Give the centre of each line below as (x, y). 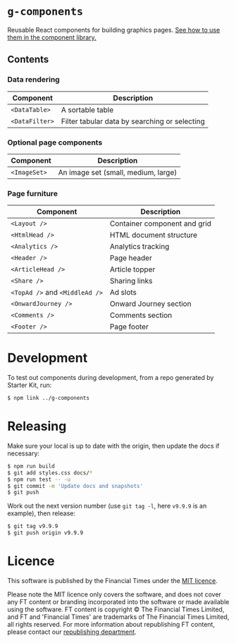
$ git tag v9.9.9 (33, 527)
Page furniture (33, 193)
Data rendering (33, 80)
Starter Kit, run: (30, 385)
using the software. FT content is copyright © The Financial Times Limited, (116, 610)
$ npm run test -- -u (39, 479)
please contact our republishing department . (72, 632)
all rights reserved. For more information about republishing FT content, (111, 625)
